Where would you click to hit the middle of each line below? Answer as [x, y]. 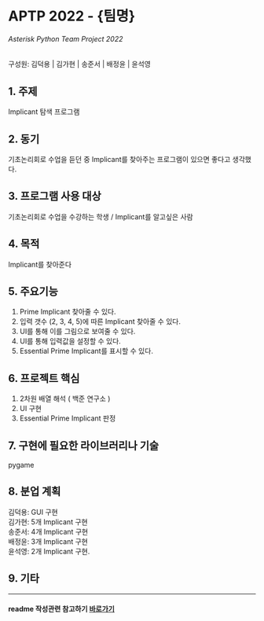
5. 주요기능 [33, 292]
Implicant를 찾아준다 [40, 264]
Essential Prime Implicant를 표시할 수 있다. [86, 351]
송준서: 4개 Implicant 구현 [48, 531]
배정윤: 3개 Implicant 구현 [48, 541]
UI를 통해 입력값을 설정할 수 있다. [70, 341]
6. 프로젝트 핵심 [44, 378]
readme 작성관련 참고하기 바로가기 [62, 609]
